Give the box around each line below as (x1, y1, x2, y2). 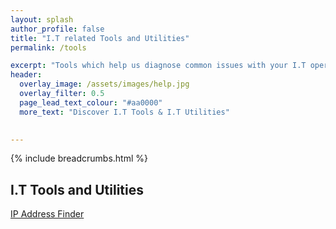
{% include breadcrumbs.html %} (10, 152, 148, 165)
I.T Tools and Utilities (10, 181, 145, 198)
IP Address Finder (10, 208, 85, 220)
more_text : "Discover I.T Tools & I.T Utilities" (19, 107, 230, 117)
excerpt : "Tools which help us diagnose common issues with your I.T (10, 61, 307, 71)
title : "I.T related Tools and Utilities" (10, 33, 190, 43)
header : (10, 70, 43, 80)
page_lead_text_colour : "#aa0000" (19, 97, 163, 108)
